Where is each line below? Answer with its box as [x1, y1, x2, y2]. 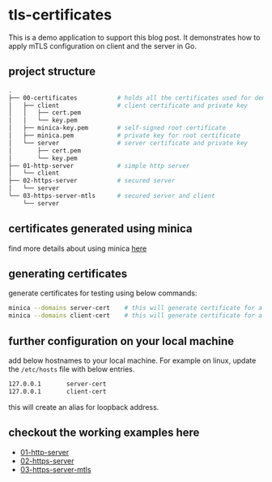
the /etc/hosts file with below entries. [8, 364, 135, 374]
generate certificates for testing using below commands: [8, 288, 198, 298]
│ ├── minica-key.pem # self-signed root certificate [8, 124, 227, 132]
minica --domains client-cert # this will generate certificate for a [8, 312, 263, 320]
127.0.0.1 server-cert [8, 380, 107, 388]
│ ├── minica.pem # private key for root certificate [8, 131, 241, 140]
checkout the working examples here [8, 426, 200, 440]
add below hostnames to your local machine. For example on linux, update [8, 355, 257, 365]
